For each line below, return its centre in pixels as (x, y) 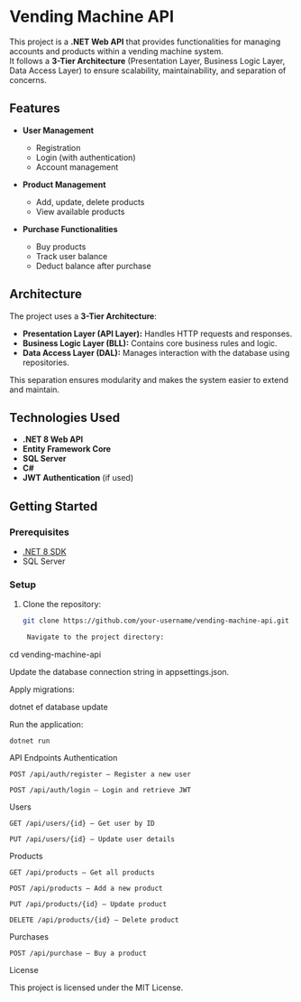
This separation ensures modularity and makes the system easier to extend (149, 379)
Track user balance (72, 256)
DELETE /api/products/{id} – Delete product (94, 920)
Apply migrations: (42, 689)
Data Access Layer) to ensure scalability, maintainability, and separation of (148, 70)
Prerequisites (39, 532)
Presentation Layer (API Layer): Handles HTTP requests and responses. (157, 333)
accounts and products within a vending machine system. (116, 51)
